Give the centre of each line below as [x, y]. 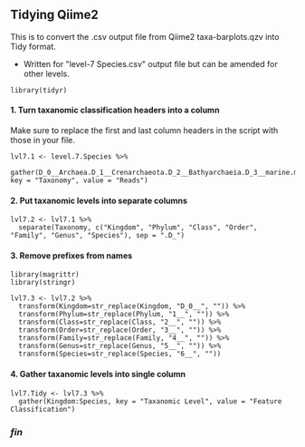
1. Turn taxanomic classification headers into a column [115, 110]
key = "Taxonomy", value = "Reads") [79, 180]
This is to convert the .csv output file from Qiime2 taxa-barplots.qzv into [145, 36]
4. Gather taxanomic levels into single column [98, 374]
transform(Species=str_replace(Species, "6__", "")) [120, 354]
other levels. [47, 73]
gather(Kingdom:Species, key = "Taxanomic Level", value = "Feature [150, 401]
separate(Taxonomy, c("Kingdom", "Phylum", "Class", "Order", [138, 228]
